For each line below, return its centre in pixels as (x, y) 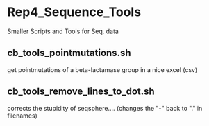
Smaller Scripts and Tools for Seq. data (63, 31)
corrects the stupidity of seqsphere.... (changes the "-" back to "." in (105, 108)
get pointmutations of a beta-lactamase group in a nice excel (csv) (102, 69)
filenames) (23, 116)
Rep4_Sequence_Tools (74, 12)
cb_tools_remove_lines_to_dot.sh (81, 92)
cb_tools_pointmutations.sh (69, 53)
